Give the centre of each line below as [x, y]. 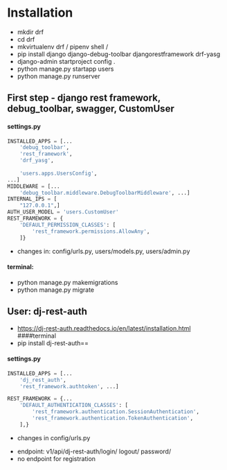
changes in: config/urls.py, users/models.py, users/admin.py [103, 251]
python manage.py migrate [56, 290]
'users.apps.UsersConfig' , [58, 173]
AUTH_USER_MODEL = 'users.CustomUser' [63, 212]
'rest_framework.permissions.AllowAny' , [91, 231]
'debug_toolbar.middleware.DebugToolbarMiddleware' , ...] [105, 193]
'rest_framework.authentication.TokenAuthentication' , [113, 418]
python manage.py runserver [58, 76]
